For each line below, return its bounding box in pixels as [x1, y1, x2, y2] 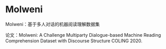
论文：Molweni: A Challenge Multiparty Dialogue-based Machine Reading [5, 32, 161, 38]
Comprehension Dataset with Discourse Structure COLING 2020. [5, 37, 143, 44]
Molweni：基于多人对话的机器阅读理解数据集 [5, 21, 100, 27]
